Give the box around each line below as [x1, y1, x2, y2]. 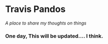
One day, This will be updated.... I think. [5, 32, 103, 39]
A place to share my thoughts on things [5, 20, 86, 26]
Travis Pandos [5, 3, 66, 15]
